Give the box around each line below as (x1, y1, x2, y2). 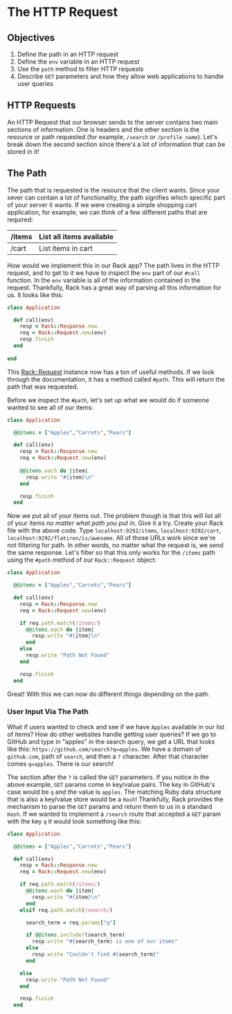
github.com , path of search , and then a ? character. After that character (7, 752, 209, 760)
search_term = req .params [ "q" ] (25, 919, 116, 926)
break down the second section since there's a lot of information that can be (7, 140, 226, 148)
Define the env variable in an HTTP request (17, 57, 140, 66)
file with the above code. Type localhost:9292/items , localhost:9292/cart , (7, 526, 222, 535)
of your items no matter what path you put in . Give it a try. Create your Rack (7, 519, 224, 527)
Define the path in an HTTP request (17, 50, 119, 58)
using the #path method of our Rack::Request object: (7, 555, 157, 564)
